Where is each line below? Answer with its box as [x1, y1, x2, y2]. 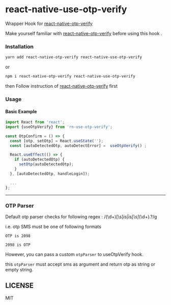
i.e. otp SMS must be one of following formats [5, 223, 102, 230]
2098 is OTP [5, 242, 31, 247]
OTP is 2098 [5, 233, 31, 238]
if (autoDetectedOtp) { [14, 157, 65, 162]
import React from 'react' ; [5, 120, 65, 125]
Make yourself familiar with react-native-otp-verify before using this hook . [5, 30, 162, 36]
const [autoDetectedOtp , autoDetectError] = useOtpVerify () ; [10, 143, 147, 148]
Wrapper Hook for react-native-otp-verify [5, 20, 93, 27]
